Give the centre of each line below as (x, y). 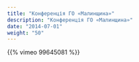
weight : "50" (26, 33)
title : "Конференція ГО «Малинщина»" (61, 13)
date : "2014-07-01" (35, 26)
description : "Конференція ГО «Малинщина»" (70, 20)
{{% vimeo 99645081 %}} (43, 52)
